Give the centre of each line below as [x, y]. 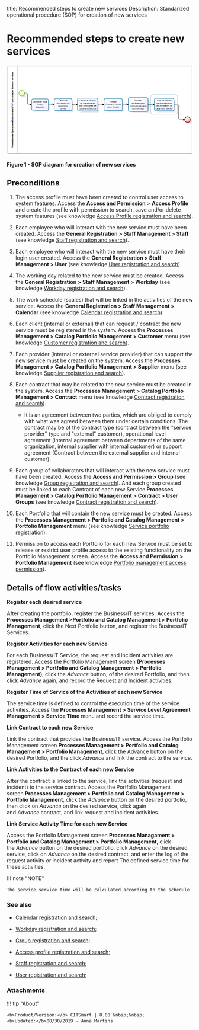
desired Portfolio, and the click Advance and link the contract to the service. [99, 758]
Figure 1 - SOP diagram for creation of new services [71, 164]
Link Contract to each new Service [50, 728]
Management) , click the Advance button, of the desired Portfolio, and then [98, 674]
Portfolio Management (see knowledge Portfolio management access [101, 563]
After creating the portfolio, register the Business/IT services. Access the [96, 613]
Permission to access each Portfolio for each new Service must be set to [104, 544]
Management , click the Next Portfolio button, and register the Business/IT [97, 626]
